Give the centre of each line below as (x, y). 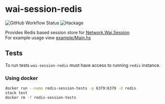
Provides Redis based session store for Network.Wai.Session (67, 32)
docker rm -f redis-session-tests (41, 98)
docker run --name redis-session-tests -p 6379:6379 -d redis (71, 88)
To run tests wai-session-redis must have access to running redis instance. (83, 65)
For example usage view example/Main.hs (48, 38)
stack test (16, 93)
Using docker (22, 78)
